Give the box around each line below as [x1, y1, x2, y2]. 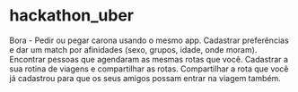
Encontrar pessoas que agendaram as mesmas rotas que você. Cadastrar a [9, 54, 289, 64]
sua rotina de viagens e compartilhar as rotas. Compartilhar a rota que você [9, 63, 289, 74]
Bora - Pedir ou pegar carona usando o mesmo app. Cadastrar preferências [9, 35, 289, 46]
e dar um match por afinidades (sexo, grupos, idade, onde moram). [9, 44, 258, 54]
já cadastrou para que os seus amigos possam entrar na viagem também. [9, 72, 281, 83]
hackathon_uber [9, 5, 135, 26]
